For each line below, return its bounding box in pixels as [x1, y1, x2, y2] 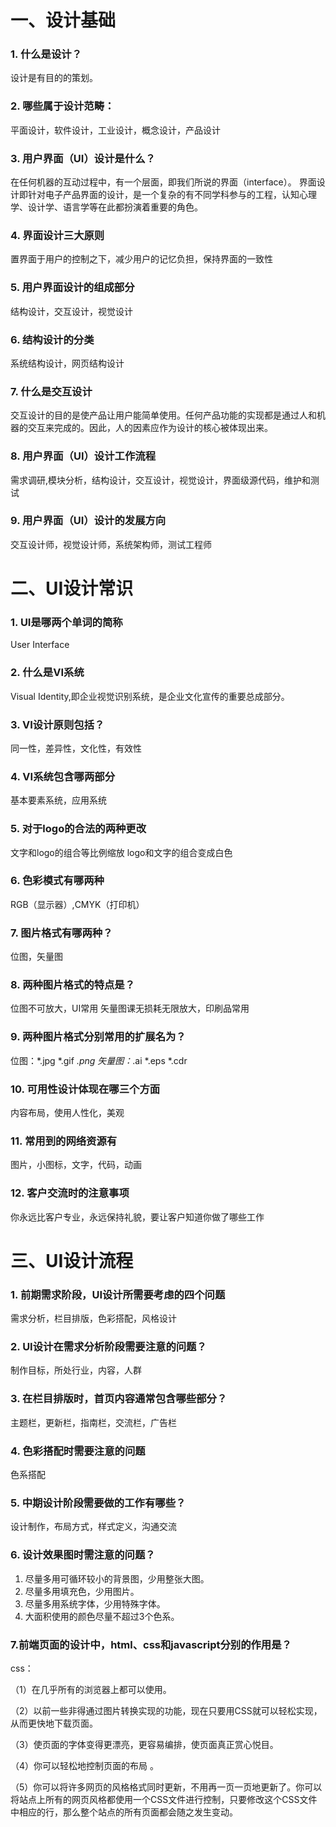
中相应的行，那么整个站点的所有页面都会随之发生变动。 [10, 1806, 238, 1818]
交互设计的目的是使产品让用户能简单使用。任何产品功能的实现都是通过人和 [10, 409, 317, 421]
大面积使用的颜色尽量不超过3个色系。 [24, 1610, 180, 1622]
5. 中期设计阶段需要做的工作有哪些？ [10, 1496, 187, 1510]
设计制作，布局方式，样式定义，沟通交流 [10, 1521, 177, 1533]
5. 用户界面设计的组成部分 [10, 281, 135, 295]
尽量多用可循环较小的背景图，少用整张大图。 [24, 1572, 210, 1585]
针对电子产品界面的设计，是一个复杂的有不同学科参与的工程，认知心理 [27, 189, 317, 201]
